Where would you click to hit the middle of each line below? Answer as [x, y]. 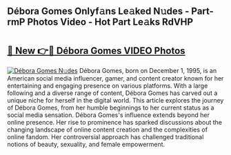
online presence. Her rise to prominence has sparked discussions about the [115, 122]
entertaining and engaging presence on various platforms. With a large [108, 86]
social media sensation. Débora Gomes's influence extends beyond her [109, 115]
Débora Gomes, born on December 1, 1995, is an [148, 71]
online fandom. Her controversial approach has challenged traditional [106, 137]
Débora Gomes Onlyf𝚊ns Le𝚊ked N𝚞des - [98, 11]
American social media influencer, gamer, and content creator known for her [115, 78]
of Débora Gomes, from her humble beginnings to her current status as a [111, 107]
